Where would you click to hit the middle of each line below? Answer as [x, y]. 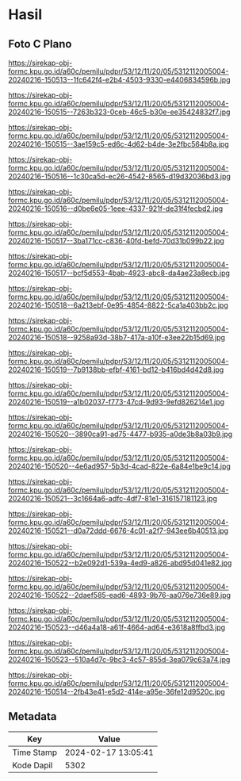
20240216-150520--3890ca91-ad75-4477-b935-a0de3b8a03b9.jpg [120, 434]
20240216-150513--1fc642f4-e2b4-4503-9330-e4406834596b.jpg [120, 80]
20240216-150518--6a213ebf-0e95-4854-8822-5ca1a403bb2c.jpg [118, 305]
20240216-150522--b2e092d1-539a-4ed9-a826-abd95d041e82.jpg [120, 563]
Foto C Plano [40, 44]
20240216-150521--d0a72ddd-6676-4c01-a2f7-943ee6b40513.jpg [118, 530]
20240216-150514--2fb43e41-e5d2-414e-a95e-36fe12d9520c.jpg [117, 692]
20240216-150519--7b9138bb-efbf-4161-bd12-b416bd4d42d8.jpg [116, 369]
